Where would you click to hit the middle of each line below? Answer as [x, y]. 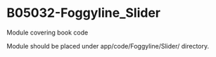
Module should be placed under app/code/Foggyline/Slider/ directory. [108, 46]
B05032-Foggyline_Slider [84, 13]
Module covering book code [47, 32]
